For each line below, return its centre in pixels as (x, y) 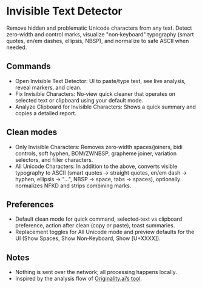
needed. (17, 47)
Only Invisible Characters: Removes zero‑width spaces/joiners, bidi (99, 147)
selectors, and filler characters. (54, 159)
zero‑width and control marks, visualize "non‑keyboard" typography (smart (100, 34)
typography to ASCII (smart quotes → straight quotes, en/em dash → (101, 172)
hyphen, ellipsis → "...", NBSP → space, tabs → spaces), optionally (98, 179)
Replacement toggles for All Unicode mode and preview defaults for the (105, 232)
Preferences (30, 204)
